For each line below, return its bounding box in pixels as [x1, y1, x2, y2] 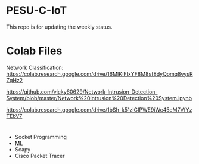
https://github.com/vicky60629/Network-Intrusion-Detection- [6, 88, 158, 95]
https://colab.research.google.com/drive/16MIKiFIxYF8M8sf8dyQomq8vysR [6, 70, 193, 78]
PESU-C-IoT [6, 4, 67, 17]
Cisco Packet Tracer [14, 153, 65, 160]
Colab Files [6, 44, 63, 58]
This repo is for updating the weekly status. [6, 23, 113, 30]
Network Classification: [6, 64, 64, 71]
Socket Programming [14, 134, 67, 141]
